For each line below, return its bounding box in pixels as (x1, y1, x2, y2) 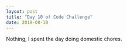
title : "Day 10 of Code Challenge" (6, 14, 93, 20)
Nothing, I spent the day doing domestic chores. (6, 36, 122, 43)
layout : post (6, 8, 38, 15)
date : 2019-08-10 (6, 19, 49, 25)
